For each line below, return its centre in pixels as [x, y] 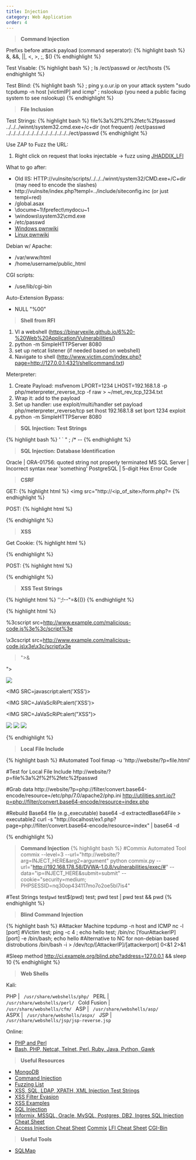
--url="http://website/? [92, 854]
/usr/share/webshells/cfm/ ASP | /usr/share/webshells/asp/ [82, 1009]
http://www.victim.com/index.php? [100, 357]
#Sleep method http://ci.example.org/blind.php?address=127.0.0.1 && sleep [96, 956]
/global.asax [29, 203]
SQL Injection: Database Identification [68, 451]
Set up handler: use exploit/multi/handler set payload [78, 405]
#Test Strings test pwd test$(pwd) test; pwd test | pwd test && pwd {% [89, 897]
